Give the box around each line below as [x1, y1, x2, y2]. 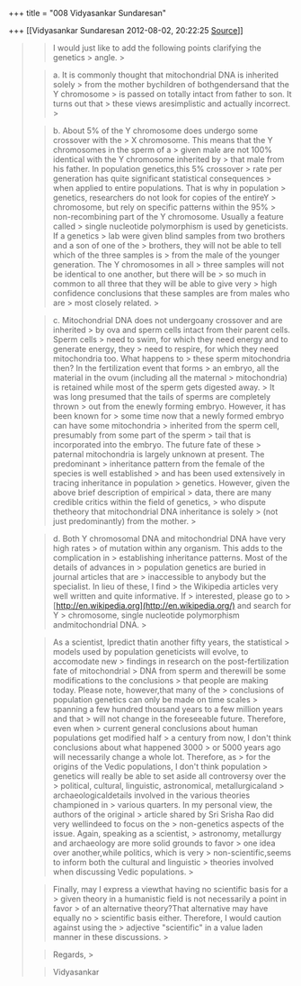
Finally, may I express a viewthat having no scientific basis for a [52, 884, 288, 894]
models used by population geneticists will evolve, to [52, 647, 249, 656]
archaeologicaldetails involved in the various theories [52, 790, 251, 801]
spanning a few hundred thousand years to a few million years [52, 704, 284, 714]
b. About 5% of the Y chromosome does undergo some [52, 125, 258, 136]
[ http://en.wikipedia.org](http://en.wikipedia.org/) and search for [52, 601, 292, 611]
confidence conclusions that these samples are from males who [52, 288, 290, 298]
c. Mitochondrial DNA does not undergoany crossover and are [52, 315, 283, 325]
